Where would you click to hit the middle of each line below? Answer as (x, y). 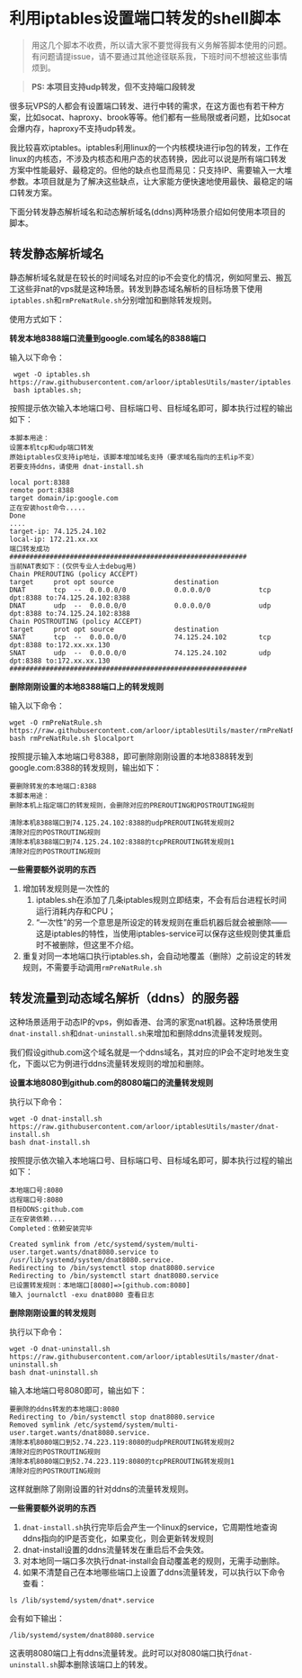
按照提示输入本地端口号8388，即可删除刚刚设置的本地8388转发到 (131, 756)
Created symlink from (50, 1244)
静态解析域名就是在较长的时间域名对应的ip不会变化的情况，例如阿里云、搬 (147, 277)
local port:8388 (40, 483)
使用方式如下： (37, 319)
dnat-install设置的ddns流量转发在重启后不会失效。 (115, 1549)
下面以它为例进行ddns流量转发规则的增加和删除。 (117, 1063)
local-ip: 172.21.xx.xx (54, 539)
